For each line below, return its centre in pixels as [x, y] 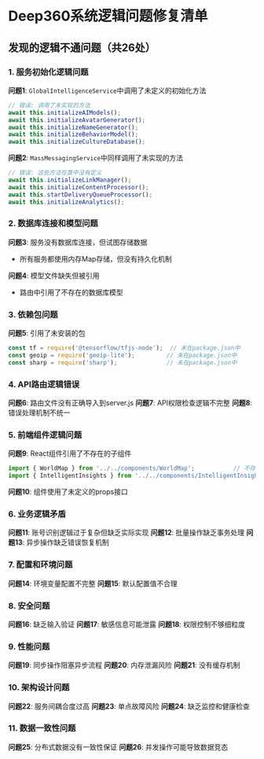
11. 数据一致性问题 [42, 728]
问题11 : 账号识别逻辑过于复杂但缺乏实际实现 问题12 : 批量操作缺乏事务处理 [126, 533]
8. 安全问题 [29, 606]
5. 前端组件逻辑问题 [45, 434]
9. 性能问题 [29, 647]
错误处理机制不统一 [39, 412]
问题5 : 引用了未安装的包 [47, 333]
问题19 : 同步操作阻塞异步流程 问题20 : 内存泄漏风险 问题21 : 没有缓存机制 [125, 665]
